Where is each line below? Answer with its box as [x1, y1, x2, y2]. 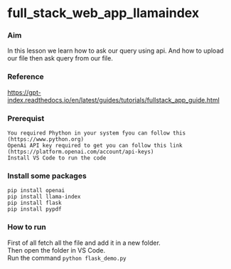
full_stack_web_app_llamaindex [7, 5, 200, 21]
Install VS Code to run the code [7, 154, 107, 162]
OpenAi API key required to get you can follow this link [7, 142, 183, 149]
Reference [7, 72, 44, 82]
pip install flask [7, 199, 62, 207]
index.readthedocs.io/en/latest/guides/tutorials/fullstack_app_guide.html [7, 95, 220, 104]
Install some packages [7, 171, 87, 181]
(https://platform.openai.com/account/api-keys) [7, 148, 154, 156]
